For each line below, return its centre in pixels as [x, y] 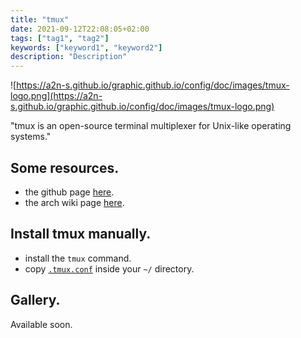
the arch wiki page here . [74, 202]
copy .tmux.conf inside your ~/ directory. [109, 268]
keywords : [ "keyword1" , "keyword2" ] [86, 47]
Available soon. [41, 324]
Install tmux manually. [81, 234]
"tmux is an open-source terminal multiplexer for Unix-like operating [151, 126]
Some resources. [65, 167]
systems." [31, 137]
